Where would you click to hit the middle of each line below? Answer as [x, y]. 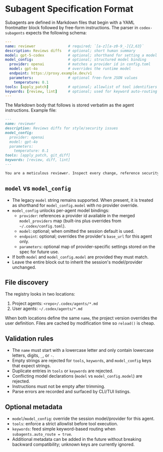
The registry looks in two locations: [40, 294]
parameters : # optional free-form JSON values [73, 78]
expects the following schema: [57, 33]
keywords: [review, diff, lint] [38, 160]
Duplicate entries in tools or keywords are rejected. [63, 371]
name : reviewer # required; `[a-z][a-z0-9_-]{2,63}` [75, 46]
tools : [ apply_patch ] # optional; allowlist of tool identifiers [81, 87]
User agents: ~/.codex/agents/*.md [47, 309]
